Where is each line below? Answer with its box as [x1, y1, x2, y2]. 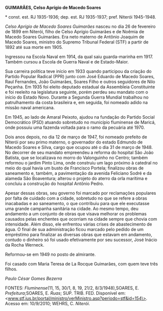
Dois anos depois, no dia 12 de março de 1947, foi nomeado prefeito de [5, 134, 147, 140]
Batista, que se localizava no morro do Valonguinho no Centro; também [5, 155, 148, 161]
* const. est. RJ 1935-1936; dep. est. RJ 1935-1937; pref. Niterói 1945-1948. [5, 14, 157, 20]
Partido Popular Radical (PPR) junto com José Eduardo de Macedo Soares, [5, 74, 155, 79]
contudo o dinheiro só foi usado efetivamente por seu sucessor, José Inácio [5, 237, 157, 243]
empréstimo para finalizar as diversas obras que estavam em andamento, [5, 232, 152, 237]
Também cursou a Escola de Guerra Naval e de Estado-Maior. [5, 59, 129, 64]
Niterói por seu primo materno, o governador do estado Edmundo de [5, 139, 143, 145]
